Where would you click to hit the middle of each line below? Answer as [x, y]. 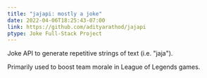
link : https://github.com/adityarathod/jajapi [77, 27]
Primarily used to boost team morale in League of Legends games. [104, 67]
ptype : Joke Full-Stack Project [55, 33]
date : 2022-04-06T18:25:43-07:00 [56, 20]
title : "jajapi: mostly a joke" [55, 14]
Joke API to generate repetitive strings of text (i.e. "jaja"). [90, 53]
